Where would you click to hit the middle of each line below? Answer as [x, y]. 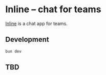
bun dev [14, 51]
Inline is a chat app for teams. [36, 23]
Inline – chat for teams [53, 9]
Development [27, 40]
